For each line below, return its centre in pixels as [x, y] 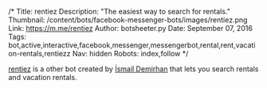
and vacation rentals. [43, 77]
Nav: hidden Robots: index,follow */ [130, 54]
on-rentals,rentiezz [39, 54]
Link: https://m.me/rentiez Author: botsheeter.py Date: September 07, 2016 [131, 28]
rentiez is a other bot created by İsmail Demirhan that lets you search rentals [133, 69]
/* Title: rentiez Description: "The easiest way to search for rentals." [120, 11]
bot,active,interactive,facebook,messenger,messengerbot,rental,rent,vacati [132, 45]
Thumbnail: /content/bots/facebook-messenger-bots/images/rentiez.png [128, 20]
